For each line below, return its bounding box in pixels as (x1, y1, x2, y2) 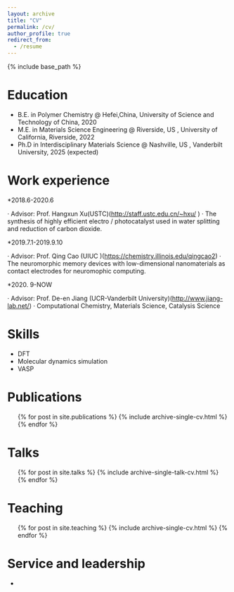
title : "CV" (7, 17, 42, 24)
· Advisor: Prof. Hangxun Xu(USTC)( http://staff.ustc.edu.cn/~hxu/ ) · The (7, 209, 216, 218)
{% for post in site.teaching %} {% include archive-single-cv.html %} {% (17, 523, 228, 532)
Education (7, 87, 68, 103)
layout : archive (7, 10, 55, 18)
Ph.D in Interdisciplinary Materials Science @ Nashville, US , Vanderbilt (17, 140, 223, 149)
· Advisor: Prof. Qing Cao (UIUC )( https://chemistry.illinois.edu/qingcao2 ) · (7, 252, 221, 260)
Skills (7, 326, 40, 343)
